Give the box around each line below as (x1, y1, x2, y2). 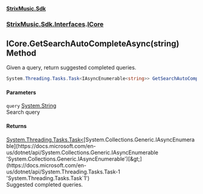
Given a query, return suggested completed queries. (6, 64, 137, 71)
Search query (6, 109, 40, 116)
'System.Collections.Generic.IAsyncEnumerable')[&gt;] (6, 155, 142, 163)
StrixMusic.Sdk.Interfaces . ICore (6, 20, 104, 28)
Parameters (6, 88, 36, 96)
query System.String (6, 102, 57, 109)
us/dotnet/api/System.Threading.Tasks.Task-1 (6, 168, 121, 175)
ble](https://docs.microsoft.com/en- (6, 142, 96, 149)
